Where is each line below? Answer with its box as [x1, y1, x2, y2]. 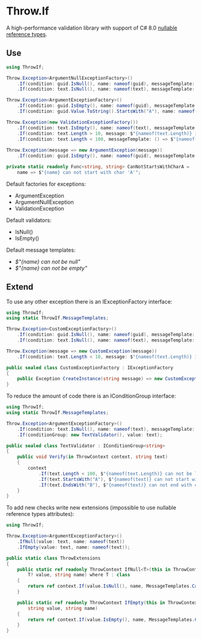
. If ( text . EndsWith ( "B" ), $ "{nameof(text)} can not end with [38, 482, 192, 488]
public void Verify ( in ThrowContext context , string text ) [17, 454, 168, 460]
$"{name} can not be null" [14, 258, 81, 265]
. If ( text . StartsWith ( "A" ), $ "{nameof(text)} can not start [38, 476, 189, 482]
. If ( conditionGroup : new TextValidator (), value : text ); [17, 431, 163, 438]
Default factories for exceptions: [6, 180, 86, 188]
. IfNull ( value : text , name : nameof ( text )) [17, 539, 125, 545]
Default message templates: [6, 246, 76, 253]
